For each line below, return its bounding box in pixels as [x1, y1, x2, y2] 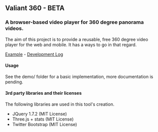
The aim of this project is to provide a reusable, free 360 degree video [5, 36, 149, 42]
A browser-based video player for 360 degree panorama [5, 19, 144, 26]
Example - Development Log [5, 51, 63, 57]
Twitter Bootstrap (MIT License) [12, 122, 77, 128]
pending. [5, 79, 23, 85]
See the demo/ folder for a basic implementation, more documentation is [5, 73, 154, 79]
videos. [5, 25, 24, 32]
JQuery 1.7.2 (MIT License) [12, 111, 67, 117]
